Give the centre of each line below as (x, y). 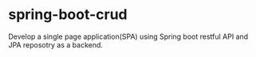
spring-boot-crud (68, 15)
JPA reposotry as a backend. (56, 44)
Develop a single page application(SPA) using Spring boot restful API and (128, 36)
